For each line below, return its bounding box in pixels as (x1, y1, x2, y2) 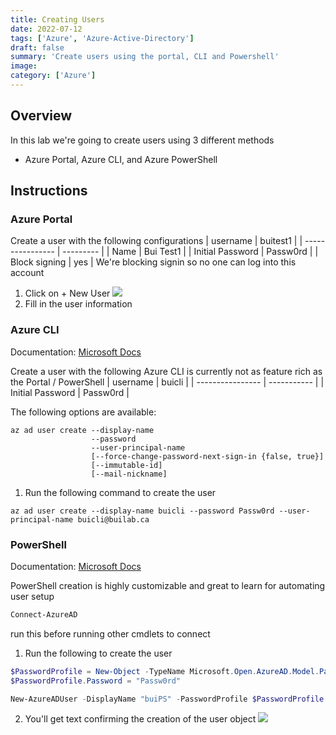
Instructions (10, 182, 88, 200)
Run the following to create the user (24, 647, 173, 659)
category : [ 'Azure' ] (10, 71, 97, 81)
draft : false (10, 42, 65, 53)
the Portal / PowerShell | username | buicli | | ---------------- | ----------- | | (10, 376, 325, 388)
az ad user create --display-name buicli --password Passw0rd (10, 506, 275, 516)
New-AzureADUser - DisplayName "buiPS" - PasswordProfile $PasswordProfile (10, 694, 325, 704)
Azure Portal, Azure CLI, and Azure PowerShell (24, 153, 218, 165)
